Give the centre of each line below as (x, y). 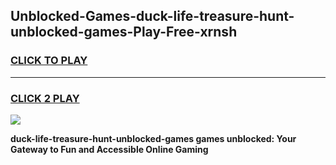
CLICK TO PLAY (49, 61)
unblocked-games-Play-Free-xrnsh (124, 32)
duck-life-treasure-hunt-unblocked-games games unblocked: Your (153, 138)
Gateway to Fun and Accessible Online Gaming (109, 149)
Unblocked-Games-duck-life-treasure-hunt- (152, 16)
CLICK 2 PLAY (45, 98)
